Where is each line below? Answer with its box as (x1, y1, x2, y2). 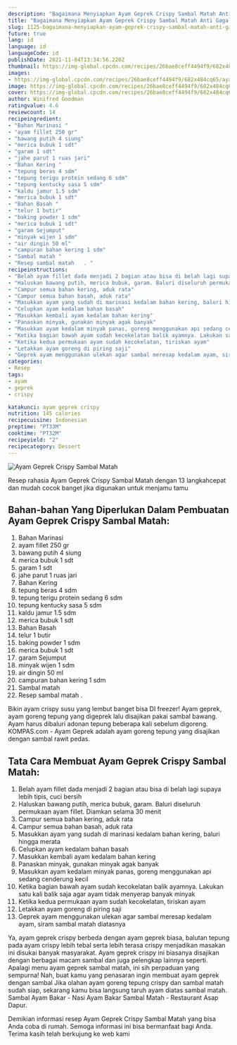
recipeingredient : (8, 115, 62, 122)
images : (8, 69, 31, 76)
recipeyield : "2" (8, 436, 59, 443)
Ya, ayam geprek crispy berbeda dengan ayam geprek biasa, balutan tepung (8, 934, 230, 942)
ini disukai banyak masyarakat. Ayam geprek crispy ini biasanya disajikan (8, 948, 220, 957)
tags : (8, 371, 24, 378)
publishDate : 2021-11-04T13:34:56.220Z (8, 56, 125, 64)
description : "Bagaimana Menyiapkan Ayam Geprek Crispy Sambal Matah (8, 10, 217, 18)
